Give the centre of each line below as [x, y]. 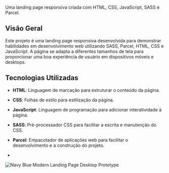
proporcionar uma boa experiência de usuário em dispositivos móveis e [79, 56]
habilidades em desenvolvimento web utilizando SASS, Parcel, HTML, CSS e [84, 46]
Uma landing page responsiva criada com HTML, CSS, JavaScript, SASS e [82, 7]
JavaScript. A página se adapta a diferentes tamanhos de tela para [74, 51]
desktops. [16, 62]
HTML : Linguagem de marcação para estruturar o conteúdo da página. [86, 90]
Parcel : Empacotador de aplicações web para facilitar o [70, 140]
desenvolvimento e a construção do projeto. [59, 145]
